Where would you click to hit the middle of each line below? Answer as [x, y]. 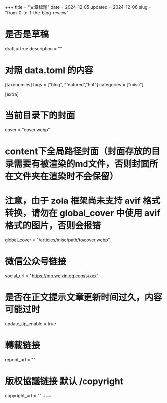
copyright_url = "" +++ [28, 395]
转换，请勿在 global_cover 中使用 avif [83, 213]
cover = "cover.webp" [28, 130]
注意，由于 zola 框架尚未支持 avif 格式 [83, 201]
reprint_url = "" [20, 359]
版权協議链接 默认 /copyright [64, 381]
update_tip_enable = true [31, 324]
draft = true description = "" [34, 48]
